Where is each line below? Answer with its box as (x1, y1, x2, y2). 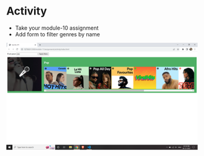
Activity (6, 4, 47, 18)
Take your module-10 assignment (15, 24, 99, 31)
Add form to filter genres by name (15, 30, 100, 37)
